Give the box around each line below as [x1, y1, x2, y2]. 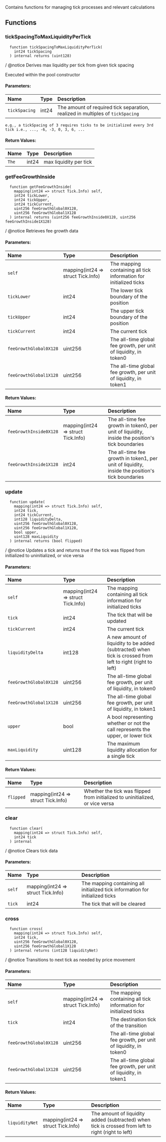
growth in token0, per [108, 422, 158, 429]
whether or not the [107, 720, 150, 727]
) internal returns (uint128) [9, 53, 72, 58]
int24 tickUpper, [14, 198, 50, 203]
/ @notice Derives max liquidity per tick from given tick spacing [5, 62, 134, 68]
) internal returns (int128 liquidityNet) [9, 948, 98, 953]
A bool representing [107, 714, 153, 721]
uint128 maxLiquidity [14, 534, 58, 539]
